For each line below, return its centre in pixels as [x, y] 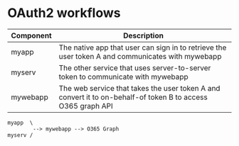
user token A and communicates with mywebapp [140, 56]
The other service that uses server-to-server [135, 67]
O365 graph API [86, 106]
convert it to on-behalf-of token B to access [133, 97]
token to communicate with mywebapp [123, 77]
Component [31, 35]
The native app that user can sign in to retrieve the [143, 47]
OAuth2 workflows [64, 13]
